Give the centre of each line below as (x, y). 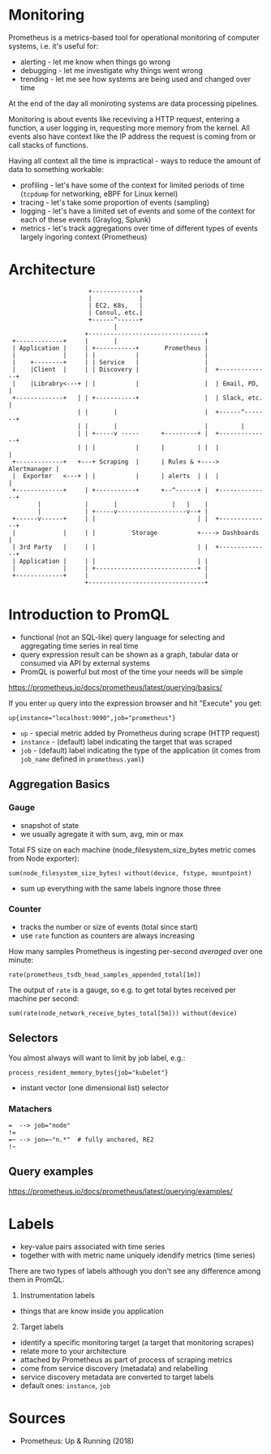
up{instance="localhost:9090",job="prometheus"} (92, 718)
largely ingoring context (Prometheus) (84, 236)
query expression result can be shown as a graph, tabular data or (129, 654)
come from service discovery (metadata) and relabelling (114, 1368)
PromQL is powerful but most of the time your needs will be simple (131, 671)
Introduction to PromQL (89, 615)
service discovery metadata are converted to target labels (117, 1377)
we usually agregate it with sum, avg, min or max (102, 834)
